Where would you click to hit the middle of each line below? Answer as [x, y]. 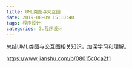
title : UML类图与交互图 [33, 12]
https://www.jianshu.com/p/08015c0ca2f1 [58, 58]
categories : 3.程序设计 [34, 29]
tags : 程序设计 [24, 23]
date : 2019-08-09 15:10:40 [40, 17]
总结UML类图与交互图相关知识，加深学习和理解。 [68, 46]
